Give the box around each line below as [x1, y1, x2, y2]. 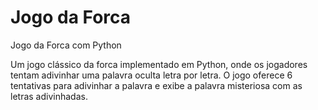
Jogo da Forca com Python [10, 39, 122, 51]
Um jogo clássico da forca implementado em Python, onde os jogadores [10, 58, 308, 70]
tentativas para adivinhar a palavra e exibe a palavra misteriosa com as [10, 79, 303, 91]
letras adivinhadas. [10, 90, 88, 102]
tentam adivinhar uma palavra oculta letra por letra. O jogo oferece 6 [10, 69, 293, 81]
